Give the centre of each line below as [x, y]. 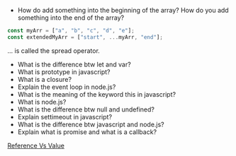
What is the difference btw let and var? [74, 64]
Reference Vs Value [36, 145]
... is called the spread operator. [54, 50]
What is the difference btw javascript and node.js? [91, 124]
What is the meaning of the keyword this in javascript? [96, 94]
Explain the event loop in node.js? [67, 87]
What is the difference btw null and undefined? [86, 109]
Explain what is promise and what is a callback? [87, 132]
